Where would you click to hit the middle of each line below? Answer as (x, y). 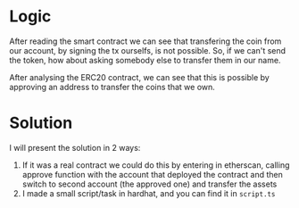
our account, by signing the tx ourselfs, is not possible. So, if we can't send (148, 50)
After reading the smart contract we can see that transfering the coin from (145, 41)
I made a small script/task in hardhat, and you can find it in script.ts (149, 193)
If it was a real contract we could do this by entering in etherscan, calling (156, 165)
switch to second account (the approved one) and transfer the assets (149, 184)
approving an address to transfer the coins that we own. (112, 87)
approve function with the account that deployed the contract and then (152, 174)
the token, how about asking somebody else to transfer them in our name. (145, 60)
